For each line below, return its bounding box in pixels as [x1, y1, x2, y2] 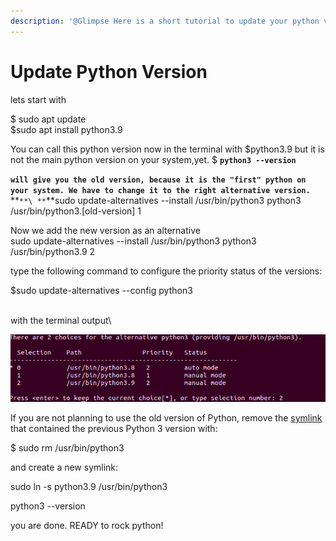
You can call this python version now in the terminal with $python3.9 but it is [10, 143, 325, 155]
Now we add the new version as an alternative [10, 224, 201, 236]
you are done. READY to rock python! [10, 519, 164, 531]
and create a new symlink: [10, 461, 119, 473]
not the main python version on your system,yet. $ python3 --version [10, 153, 297, 165]
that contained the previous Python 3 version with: [10, 422, 218, 434]
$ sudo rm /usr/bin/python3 [10, 441, 125, 454]
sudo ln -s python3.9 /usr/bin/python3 [10, 480, 168, 492]
